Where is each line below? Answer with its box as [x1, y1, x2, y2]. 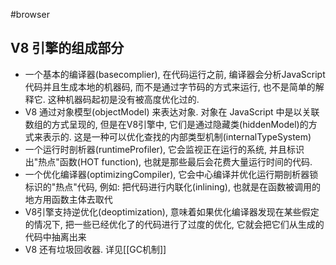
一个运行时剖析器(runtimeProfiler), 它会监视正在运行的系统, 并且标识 [24, 143, 305, 155]
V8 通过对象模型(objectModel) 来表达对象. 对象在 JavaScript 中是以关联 [24, 105, 320, 118]
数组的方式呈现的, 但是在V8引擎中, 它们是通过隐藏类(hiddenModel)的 [24, 118, 309, 130]
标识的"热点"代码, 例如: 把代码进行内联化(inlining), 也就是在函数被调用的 [24, 180, 321, 193]
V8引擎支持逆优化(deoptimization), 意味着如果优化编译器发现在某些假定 [24, 205, 320, 218]
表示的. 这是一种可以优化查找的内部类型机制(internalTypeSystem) [42, 130, 312, 143]
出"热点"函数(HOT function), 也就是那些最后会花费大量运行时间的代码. [24, 155, 313, 168]
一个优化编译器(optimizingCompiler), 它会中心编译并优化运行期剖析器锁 [24, 168, 319, 180]
